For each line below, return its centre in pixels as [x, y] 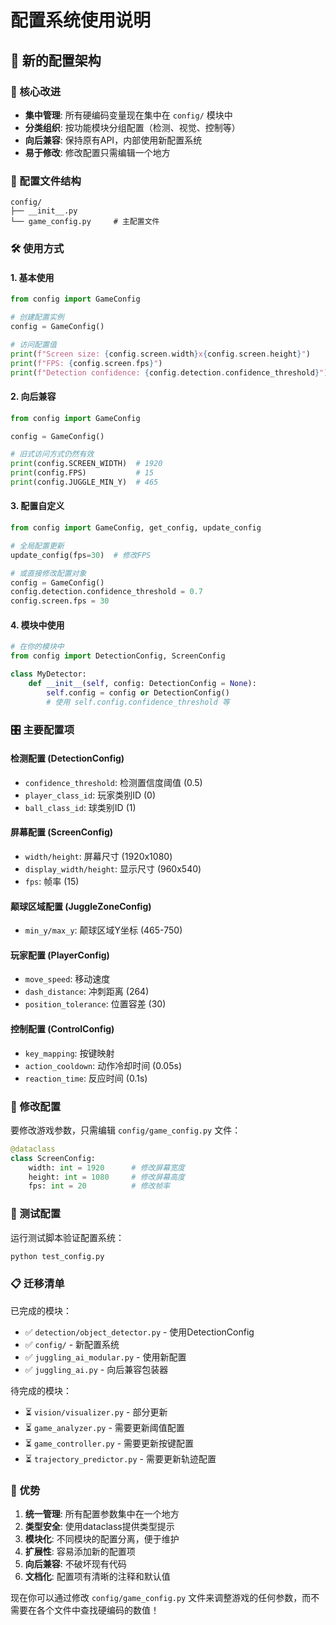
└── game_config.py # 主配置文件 [85, 222]
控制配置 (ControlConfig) [62, 1028]
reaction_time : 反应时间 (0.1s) [86, 1078]
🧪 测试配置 [36, 1214]
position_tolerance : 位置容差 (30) [95, 1004]
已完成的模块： [41, 1310]
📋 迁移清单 [37, 1284]
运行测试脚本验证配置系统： [67, 1237]
